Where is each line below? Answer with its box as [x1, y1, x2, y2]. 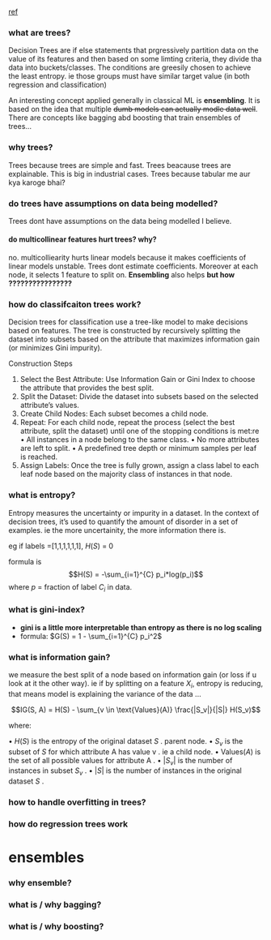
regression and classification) [8, 80, 108, 90]
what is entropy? [8, 490, 76, 501]
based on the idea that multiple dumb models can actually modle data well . [8, 105, 258, 114]
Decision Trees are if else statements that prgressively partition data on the [8, 45, 259, 55]
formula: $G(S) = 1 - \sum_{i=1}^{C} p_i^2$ [19, 631, 163, 641]
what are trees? [8, 27, 71, 38]
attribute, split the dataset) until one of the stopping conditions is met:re [19, 426, 260, 436]
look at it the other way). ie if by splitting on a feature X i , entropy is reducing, [8, 679, 264, 690]
